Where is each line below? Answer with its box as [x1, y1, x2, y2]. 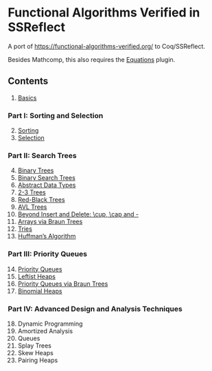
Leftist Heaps [17, 272, 56, 280]
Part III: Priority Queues [8, 249, 88, 259]
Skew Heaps [17, 348, 54, 357]
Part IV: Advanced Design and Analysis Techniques [8, 304, 182, 313]
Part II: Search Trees [8, 150, 78, 160]
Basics [17, 93, 37, 102]
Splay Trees [17, 341, 52, 350]
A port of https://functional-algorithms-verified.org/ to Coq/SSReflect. [8, 42, 205, 50]
